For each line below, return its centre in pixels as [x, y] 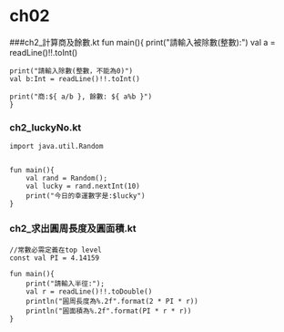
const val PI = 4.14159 [55, 258]
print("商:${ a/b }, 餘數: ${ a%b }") [81, 97]
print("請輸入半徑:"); [65, 284]
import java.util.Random [56, 147]
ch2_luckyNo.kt [46, 127]
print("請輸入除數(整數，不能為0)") [71, 71]
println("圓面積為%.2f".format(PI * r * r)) [109, 311]
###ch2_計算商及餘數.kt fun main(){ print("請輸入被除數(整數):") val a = [142, 42]
